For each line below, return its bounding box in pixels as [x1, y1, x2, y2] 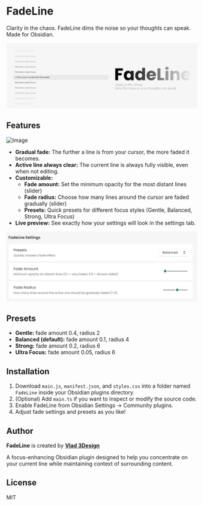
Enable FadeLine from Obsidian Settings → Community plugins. [15, 402, 174, 409]
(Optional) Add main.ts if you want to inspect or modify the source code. [15, 396, 197, 403]
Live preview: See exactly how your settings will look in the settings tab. [15, 219, 196, 226]
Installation [6, 366, 50, 377]
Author [6, 426, 33, 436]
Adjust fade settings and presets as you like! [15, 408, 126, 416]
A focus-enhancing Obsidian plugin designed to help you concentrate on [6, 454, 188, 460]
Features [6, 120, 41, 131]
